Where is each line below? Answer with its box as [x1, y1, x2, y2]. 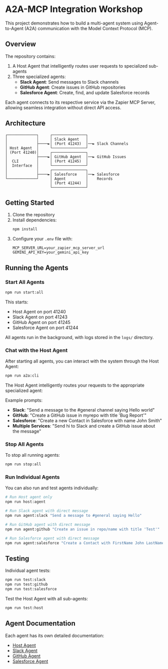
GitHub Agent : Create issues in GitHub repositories [19, 84, 126, 90]
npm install [12, 227, 37, 232]
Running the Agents [5, 263, 68, 272]
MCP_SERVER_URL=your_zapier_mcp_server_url [12, 245, 105, 251]
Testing [5, 554, 29, 563]
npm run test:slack [5, 577, 46, 582]
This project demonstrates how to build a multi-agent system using [5, 20, 143, 26]
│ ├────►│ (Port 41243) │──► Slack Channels [5, 141, 128, 146]
